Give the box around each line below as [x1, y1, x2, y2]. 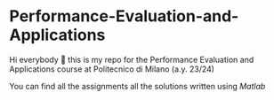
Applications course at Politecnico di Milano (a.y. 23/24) [9, 64, 215, 74]
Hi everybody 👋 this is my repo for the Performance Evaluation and [9, 54, 254, 65]
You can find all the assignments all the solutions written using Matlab [9, 81, 266, 91]
